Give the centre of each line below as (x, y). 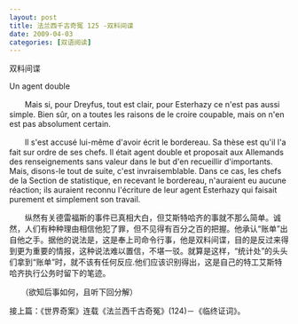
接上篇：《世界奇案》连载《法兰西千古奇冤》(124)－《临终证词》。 (127, 311)
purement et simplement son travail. (75, 200)
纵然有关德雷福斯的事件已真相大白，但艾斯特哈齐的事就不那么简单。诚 (153, 217)
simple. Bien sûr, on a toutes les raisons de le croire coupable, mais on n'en (147, 115)
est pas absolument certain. (60, 124)
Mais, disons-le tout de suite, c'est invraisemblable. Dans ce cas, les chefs (145, 171)
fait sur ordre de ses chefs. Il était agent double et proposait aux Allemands (146, 153)
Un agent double (40, 86)
